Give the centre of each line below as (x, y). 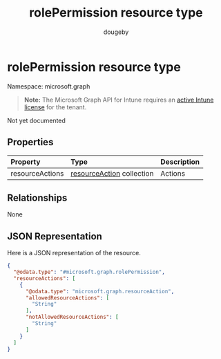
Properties (30, 142)
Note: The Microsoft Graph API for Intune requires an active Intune (119, 100)
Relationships (37, 197)
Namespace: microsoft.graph (49, 86)
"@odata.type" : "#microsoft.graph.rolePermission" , (89, 272)
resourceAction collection (112, 173)
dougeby (116, 32)
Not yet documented (36, 120)
